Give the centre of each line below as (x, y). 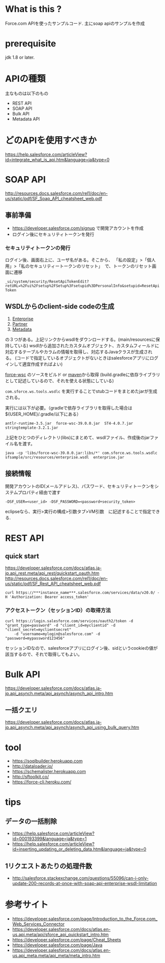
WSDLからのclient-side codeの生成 (60, 307)
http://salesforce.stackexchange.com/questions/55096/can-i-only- (80, 878)
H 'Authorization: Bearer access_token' (47, 597)
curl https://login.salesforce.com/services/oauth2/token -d (69, 621)
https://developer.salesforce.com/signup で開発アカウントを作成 (78, 228)
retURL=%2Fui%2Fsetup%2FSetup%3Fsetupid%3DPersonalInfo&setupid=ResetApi (82, 286)
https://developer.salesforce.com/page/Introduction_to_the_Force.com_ (85, 919)
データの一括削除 (31, 821)
